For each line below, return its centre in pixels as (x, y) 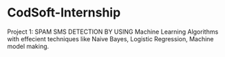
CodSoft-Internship (64, 13)
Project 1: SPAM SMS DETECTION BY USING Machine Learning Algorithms (113, 32)
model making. (28, 46)
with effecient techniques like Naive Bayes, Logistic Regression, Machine (111, 38)
